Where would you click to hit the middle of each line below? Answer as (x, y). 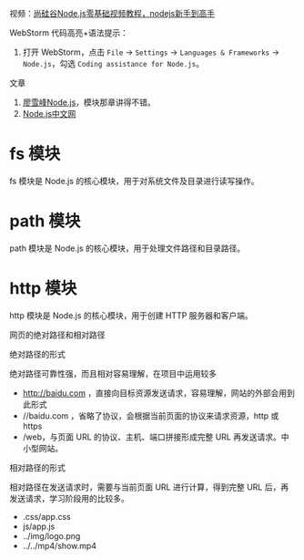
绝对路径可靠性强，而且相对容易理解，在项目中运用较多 (113, 373)
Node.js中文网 (49, 114)
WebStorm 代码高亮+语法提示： (69, 33)
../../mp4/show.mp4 (60, 545)
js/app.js (39, 526)
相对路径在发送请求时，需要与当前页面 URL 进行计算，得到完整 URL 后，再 (149, 487)
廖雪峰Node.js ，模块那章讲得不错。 (89, 102)
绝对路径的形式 (37, 354)
